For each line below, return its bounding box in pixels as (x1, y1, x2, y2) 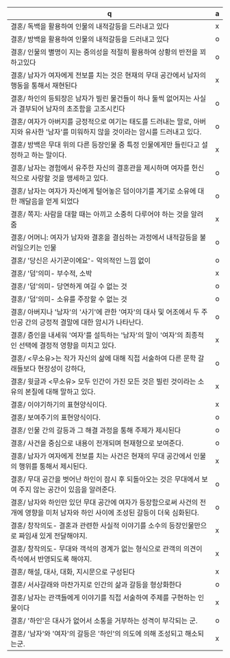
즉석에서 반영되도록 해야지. (10, 554, 92, 563)
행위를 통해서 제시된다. (18, 462, 88, 471)
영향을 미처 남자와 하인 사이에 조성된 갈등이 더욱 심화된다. (25, 508, 200, 517)
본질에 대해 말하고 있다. (25, 387, 96, 397)
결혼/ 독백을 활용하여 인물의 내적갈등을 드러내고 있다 (10, 22, 170, 31)
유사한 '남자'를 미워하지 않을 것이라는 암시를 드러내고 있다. (25, 127, 202, 137)
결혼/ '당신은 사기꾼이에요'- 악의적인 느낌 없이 (10, 256, 151, 265)
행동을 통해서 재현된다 (10, 81, 77, 90)
